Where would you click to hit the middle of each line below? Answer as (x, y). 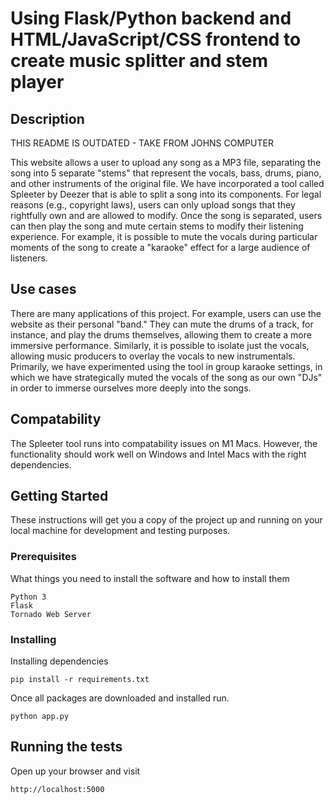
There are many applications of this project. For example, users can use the (166, 313)
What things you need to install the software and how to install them (150, 578)
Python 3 (28, 597)
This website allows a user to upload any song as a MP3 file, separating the (166, 162)
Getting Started (59, 496)
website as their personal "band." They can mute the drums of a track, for (162, 324)
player (37, 82)
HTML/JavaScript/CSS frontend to (156, 39)
